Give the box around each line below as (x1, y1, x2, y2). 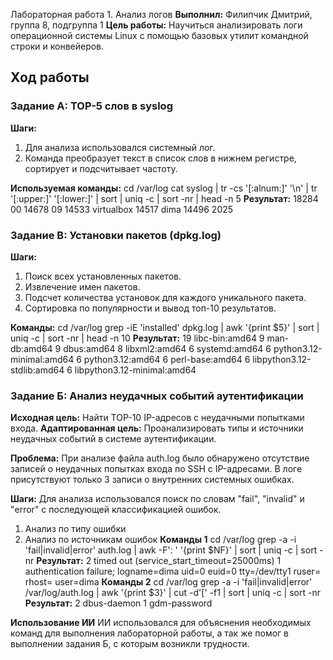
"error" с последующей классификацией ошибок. (10, 504, 222, 516)
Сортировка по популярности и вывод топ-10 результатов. (24, 302, 277, 314)
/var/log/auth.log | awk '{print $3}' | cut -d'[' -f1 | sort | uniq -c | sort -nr (24, 587, 321, 599)
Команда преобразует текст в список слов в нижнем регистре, (24, 152, 297, 164)
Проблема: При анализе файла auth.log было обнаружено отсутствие (10, 452, 310, 464)
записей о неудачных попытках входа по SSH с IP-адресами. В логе (10, 463, 303, 475)
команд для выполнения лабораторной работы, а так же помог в (10, 627, 290, 639)
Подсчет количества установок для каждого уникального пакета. (24, 291, 307, 303)
